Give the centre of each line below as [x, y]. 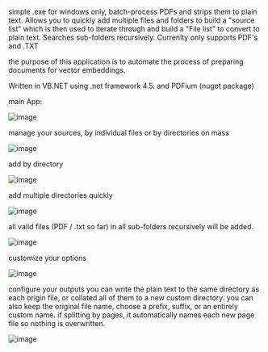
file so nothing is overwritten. [57, 323]
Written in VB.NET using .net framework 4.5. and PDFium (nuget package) [131, 86]
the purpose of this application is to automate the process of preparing [126, 61]
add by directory [36, 164]
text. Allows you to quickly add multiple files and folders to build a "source [132, 20]
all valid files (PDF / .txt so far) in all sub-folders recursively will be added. [131, 226]
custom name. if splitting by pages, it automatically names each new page [132, 315]
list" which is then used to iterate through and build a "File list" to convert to [134, 29]
